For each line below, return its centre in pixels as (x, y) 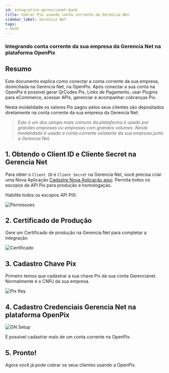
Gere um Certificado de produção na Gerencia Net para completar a (76, 232)
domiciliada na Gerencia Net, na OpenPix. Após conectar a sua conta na (80, 86)
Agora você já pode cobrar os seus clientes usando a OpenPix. (71, 365)
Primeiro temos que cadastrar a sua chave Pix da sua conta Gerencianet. (81, 276)
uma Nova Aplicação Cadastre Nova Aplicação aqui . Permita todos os (78, 179)
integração (16, 238)
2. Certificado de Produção (49, 221)
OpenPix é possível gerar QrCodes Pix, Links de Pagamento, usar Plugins (81, 92)
